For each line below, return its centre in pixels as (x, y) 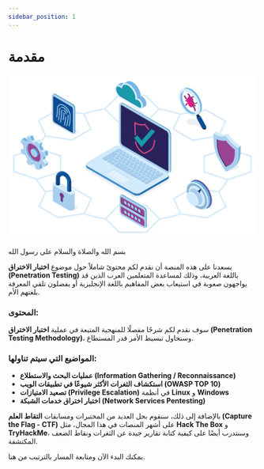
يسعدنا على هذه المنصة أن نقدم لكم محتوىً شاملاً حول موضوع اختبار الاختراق (120, 267)
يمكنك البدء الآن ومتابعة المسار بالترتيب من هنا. (77, 457)
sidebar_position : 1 (42, 17)
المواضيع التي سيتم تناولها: (53, 358)
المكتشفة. (23, 441)
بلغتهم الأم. (24, 292)
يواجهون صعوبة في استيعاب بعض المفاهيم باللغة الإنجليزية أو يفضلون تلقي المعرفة (128, 283)
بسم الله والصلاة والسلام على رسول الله (67, 251)
